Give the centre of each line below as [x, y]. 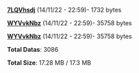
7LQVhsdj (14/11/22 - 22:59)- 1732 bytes [64, 10]
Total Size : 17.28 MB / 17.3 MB [49, 63]
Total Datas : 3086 [33, 49]
